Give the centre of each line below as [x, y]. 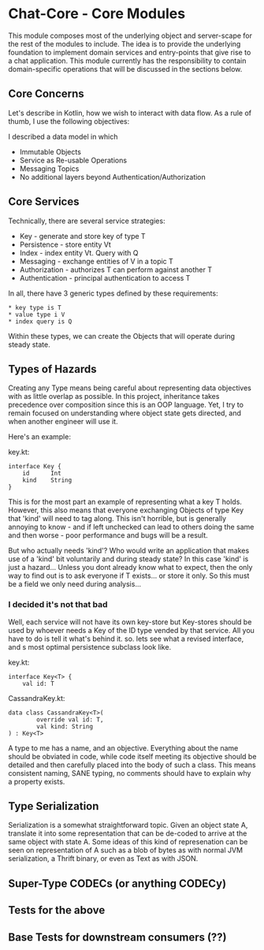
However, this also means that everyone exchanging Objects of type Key [126, 510]
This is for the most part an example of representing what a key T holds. [125, 502]
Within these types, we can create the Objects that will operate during [121, 336]
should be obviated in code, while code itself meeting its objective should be [132, 756]
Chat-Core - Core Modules [97, 14]
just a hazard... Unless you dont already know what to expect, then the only [130, 568]
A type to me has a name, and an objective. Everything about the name [123, 748]
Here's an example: [39, 437]
